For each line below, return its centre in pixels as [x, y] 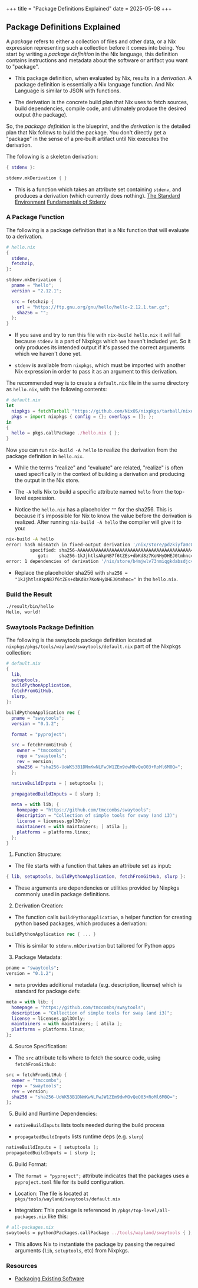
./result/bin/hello [30, 606]
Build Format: [31, 1164]
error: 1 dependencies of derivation [52, 561]
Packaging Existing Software [49, 1279]
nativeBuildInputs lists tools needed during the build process [90, 1125]
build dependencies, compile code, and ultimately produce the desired [100, 108]
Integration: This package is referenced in [65, 1210]
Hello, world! [24, 612]
